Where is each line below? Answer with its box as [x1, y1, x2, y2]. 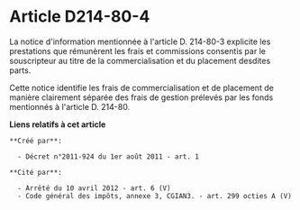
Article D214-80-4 [9, 6, 150, 27]
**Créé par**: [9, 136, 63, 145]
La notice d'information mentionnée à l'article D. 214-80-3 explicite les [9, 36, 271, 47]
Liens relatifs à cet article [9, 119, 106, 130]
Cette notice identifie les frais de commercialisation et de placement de [9, 82, 275, 93]
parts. [9, 65, 32, 76]
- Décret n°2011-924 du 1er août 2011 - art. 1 [17, 151, 200, 161]
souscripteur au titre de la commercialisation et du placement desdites [9, 55, 271, 66]
